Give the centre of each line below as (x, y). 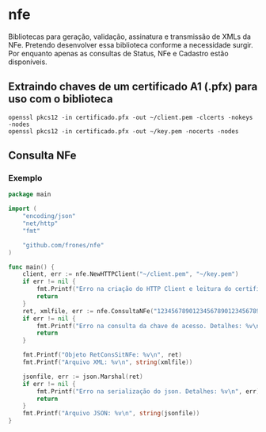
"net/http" (40, 224)
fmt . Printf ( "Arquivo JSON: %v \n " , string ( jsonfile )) (111, 414)
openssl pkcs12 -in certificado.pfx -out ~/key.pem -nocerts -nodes (123, 131)
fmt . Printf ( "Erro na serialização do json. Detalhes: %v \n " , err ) (148, 391)
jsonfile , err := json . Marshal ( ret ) (83, 377)
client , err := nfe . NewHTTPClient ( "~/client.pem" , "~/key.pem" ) (131, 274)
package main (30, 195)
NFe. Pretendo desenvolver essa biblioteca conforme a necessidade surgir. (131, 44)
